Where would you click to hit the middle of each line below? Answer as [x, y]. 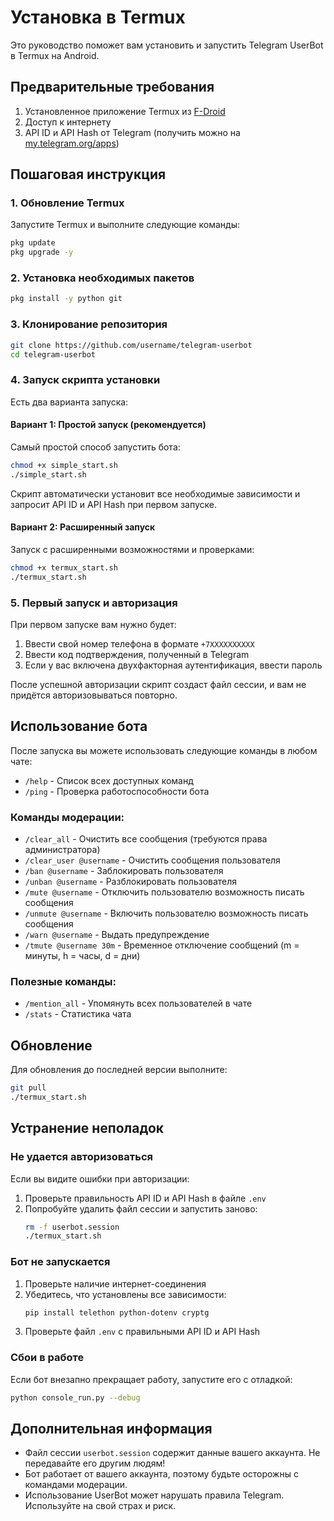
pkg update [33, 243]
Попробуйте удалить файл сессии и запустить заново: [141, 1208]
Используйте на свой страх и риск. [100, 1506]
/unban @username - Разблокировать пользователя [131, 882]
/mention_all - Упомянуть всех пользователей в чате [138, 1003]
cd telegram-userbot [53, 354]
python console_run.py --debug [75, 1397]
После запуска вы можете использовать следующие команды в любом [164, 750]
